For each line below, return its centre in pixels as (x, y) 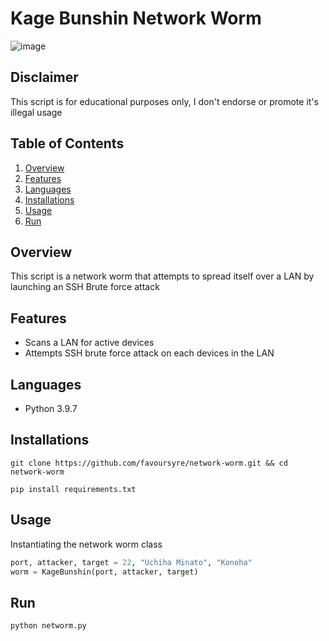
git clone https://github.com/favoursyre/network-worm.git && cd (149, 463)
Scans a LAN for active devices (89, 343)
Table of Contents (67, 143)
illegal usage (36, 112)
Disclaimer (44, 77)
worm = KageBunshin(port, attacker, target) (104, 572)
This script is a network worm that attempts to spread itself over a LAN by (162, 276)
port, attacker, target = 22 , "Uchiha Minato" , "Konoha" (131, 562)
